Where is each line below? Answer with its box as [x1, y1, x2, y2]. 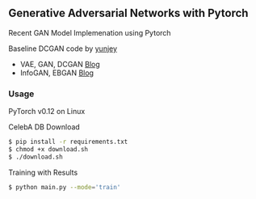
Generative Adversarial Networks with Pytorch [8, 6, 249, 20]
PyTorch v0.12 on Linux [8, 107, 86, 116]
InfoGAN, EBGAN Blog [19, 68, 94, 78]
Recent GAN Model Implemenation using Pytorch [8, 28, 171, 37]
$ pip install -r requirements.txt [8, 138, 128, 146]
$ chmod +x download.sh [8, 145, 89, 153]
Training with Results [8, 167, 78, 177]
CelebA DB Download [8, 122, 81, 132]
